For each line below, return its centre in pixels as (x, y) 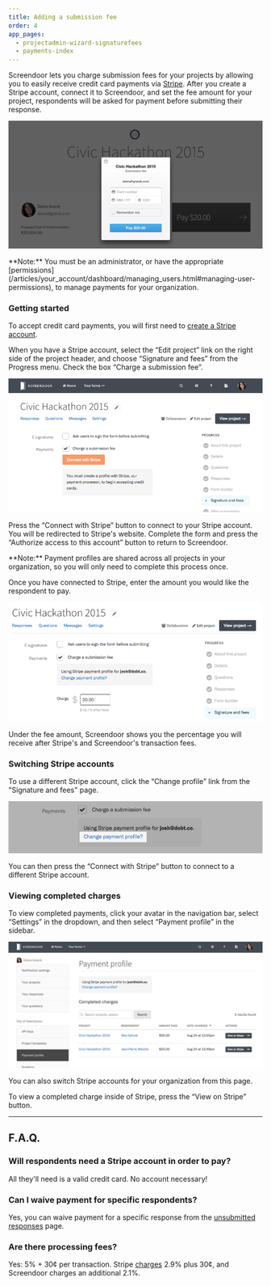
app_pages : (27, 34)
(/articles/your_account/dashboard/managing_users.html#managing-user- (132, 278)
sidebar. (22, 930)
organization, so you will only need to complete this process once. (118, 567)
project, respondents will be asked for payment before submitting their (126, 101)
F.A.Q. (24, 1138)
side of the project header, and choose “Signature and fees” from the (123, 358)
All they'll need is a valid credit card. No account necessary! (108, 1178)
